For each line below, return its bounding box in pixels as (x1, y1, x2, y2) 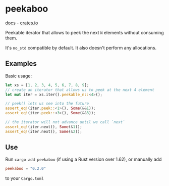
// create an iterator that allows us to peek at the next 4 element (5, 87, 155, 92)
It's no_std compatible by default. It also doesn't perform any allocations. (5, 44, 157, 51)
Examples (5, 59, 37, 68)
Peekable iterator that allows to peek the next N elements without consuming (5, 29, 164, 35)
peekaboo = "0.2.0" (5, 166, 46, 171)
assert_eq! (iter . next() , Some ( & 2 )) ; (5, 129, 82, 134)
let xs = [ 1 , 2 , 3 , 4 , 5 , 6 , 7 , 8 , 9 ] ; (5, 82, 89, 87)
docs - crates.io (5, 20, 38, 26)
